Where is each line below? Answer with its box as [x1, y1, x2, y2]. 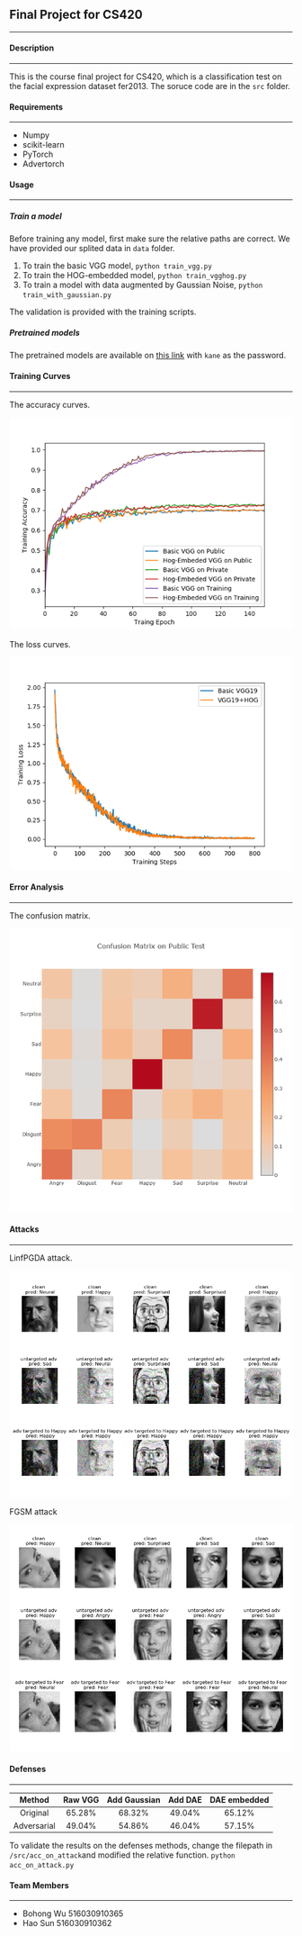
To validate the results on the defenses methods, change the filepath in [9, 1841, 273, 1851]
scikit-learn [22, 140, 65, 150]
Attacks [9, 1224, 40, 1235]
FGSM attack [9, 1506, 58, 1517]
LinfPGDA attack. [9, 1252, 74, 1263]
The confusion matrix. [9, 909, 92, 921]
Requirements [9, 101, 64, 112]
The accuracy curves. [9, 399, 91, 410]
